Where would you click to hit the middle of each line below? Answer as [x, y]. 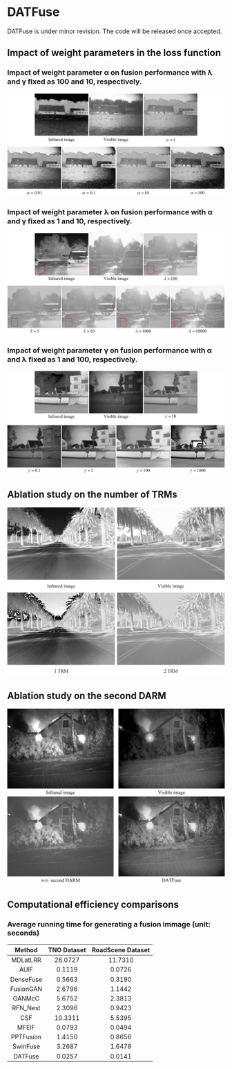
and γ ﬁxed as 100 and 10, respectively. [75, 82]
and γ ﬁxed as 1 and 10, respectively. [70, 221]
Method [26, 950]
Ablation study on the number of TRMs [92, 494]
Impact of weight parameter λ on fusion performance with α [110, 212]
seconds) [23, 933]
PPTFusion [26, 1037]
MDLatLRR [26, 960]
